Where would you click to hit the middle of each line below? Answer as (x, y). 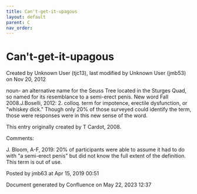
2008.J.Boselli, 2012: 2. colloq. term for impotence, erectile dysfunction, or (97, 103)
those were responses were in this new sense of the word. (77, 115)
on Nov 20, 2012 (26, 79)
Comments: (20, 138)
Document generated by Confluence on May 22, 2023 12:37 (79, 185)
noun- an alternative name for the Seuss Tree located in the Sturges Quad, (96, 91)
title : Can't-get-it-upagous (42, 11)
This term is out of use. (34, 162)
